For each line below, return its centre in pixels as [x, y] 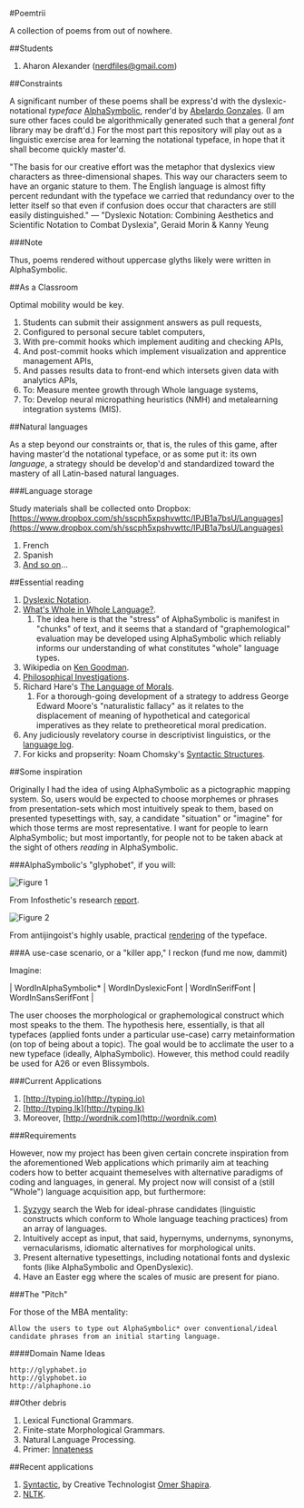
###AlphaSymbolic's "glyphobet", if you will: [93, 865]
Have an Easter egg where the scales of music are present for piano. [151, 1276]
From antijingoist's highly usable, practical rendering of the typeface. [138, 935]
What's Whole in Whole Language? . [89, 609]
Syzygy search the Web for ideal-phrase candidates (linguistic [139, 1209]
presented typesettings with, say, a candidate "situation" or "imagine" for [146, 818]
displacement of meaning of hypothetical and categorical [143, 715]
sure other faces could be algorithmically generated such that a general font [152, 120]
